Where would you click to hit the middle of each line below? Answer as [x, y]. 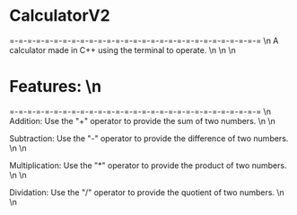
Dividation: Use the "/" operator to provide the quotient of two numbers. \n [147, 192]
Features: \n [55, 87]
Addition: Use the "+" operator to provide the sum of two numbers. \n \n [143, 121]
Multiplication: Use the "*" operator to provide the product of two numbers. [148, 165]
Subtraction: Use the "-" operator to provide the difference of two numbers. [149, 138]
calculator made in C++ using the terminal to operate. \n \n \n [122, 49]
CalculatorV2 [60, 16]
